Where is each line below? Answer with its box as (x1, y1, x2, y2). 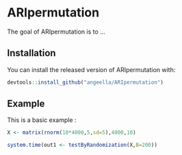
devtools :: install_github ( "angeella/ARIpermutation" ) (7, 79, 164, 86)
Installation (7, 47, 56, 59)
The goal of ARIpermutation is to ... (7, 27, 106, 36)
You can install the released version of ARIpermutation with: (7, 65, 176, 73)
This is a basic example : (7, 116, 77, 124)
